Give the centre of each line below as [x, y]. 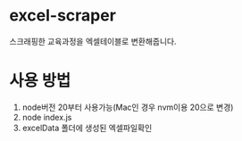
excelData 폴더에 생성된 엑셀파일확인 [87, 128]
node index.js [47, 117]
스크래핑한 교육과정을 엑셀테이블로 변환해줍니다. [93, 41]
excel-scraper [63, 16]
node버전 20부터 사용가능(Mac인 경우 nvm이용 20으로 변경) [128, 107]
